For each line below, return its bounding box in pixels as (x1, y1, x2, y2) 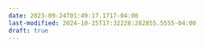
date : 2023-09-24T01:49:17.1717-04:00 (8, 11, 139, 20)
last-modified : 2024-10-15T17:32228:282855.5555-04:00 (8, 19, 197, 27)
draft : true (8, 26, 48, 34)
